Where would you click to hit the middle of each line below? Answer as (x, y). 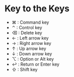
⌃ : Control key (27, 27)
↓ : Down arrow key (32, 54)
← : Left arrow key (30, 38)
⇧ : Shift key (25, 69)
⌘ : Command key (30, 22)
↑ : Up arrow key (29, 48)
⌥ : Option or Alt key (33, 59)
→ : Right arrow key (31, 43)
